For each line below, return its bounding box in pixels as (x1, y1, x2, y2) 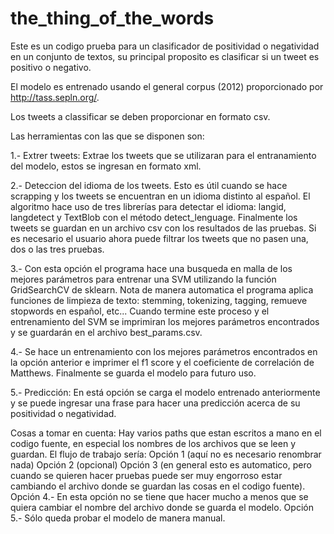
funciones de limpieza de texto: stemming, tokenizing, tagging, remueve (10, 294, 308, 306)
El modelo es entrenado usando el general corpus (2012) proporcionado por (10, 80, 324, 92)
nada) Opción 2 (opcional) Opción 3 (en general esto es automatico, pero (10, 458, 312, 471)
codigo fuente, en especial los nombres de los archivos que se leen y (10, 437, 297, 449)
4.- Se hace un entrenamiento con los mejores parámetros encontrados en (10, 345, 318, 357)
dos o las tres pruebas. (10, 243, 105, 255)
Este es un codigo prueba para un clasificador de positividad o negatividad (10, 40, 320, 52)
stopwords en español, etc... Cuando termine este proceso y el (10, 305, 270, 317)
